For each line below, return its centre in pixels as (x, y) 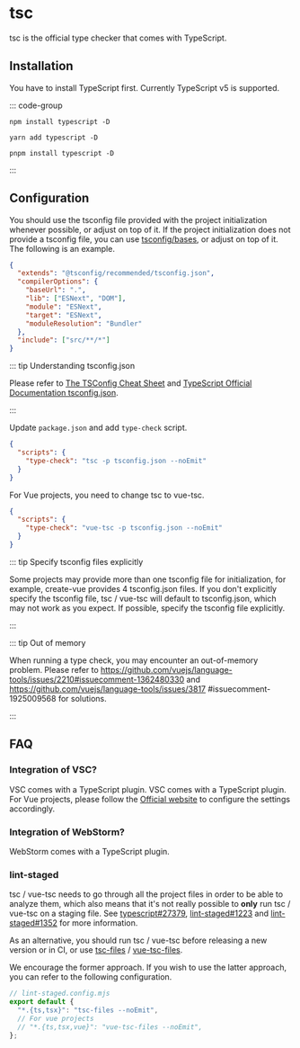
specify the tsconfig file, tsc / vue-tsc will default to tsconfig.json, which (143, 598)
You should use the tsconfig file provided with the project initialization (138, 219)
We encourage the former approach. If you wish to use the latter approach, (148, 967)
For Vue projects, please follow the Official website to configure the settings (150, 799)
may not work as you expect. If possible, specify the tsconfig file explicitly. (147, 608)
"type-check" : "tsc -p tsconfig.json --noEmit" (116, 461)
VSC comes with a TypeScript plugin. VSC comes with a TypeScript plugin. (148, 789)
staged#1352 (34, 923)
